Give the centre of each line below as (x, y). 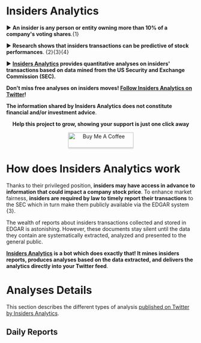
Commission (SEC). (31, 76)
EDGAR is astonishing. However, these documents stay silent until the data (98, 228)
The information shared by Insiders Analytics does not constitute (89, 106)
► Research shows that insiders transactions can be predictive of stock (97, 46)
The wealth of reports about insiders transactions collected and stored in (96, 222)
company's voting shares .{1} (43, 34)
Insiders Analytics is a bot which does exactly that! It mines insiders (93, 253)
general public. (25, 242)
